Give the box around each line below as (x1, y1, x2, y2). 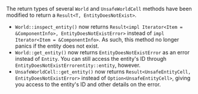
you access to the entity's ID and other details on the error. (14, 81, 161, 88)
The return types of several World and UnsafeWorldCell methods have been (6, 5, 193, 12)
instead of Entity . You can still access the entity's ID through (14, 55, 167, 62)
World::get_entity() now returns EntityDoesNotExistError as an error (14, 49, 190, 56)
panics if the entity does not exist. (14, 42, 99, 49)
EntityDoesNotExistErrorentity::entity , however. (14, 61, 141, 69)
